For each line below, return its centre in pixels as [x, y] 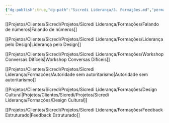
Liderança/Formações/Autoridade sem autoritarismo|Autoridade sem [77, 74]
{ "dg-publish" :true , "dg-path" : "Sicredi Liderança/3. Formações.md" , [78, 10]
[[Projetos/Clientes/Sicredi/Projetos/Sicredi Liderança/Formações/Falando [82, 24]
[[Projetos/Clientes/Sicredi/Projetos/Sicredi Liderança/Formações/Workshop [84, 54]
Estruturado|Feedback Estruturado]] [43, 115]
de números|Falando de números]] [41, 29]
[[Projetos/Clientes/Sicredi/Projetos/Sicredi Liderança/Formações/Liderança [84, 39]
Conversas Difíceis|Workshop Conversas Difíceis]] [58, 59]
